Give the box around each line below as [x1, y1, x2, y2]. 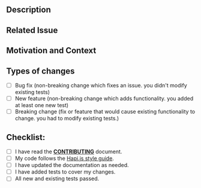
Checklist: [6, 132, 46, 142]
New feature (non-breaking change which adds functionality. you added [14, 95, 194, 102]
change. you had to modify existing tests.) [14, 115, 119, 122]
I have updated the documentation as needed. [14, 162, 129, 169]
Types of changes [6, 66, 75, 76]
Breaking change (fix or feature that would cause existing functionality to [14, 108, 196, 116]
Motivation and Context [6, 46, 97, 56]
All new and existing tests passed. [14, 175, 100, 182]
